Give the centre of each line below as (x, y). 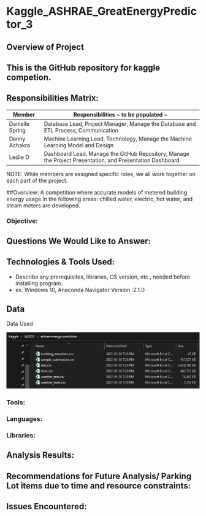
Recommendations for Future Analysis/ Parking (99, 476)
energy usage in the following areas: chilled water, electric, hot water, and (100, 199)
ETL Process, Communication (81, 130)
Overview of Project (45, 47)
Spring (17, 130)
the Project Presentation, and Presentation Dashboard (112, 160)
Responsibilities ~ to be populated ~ (120, 115)
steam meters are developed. (44, 205)
